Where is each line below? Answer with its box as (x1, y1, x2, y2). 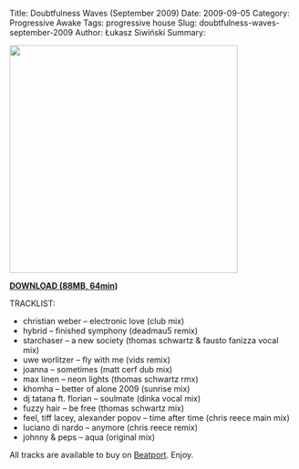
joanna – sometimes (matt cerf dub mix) (22, 364, 173, 374)
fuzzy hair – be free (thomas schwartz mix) (22, 403, 185, 413)
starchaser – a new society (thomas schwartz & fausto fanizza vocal (22, 335, 279, 345)
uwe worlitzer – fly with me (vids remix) (22, 354, 170, 365)
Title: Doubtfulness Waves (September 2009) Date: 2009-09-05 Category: (9, 8, 290, 18)
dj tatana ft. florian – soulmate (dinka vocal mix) (22, 393, 201, 403)
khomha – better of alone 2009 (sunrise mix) (22, 383, 191, 394)
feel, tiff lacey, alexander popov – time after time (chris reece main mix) (22, 413, 290, 423)
